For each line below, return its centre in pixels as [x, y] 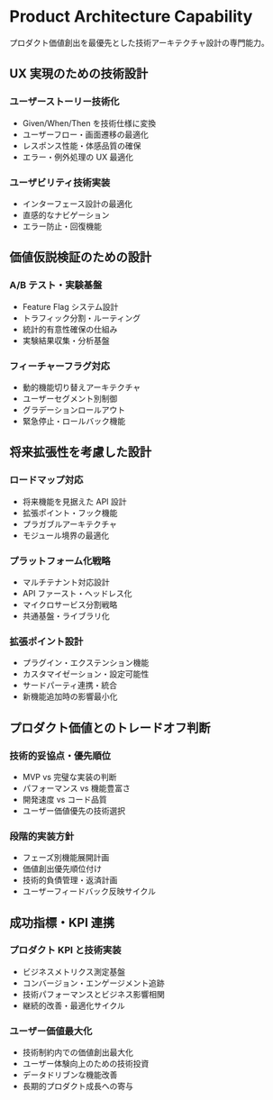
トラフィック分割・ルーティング [82, 318]
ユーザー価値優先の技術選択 [74, 810]
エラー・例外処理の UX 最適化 [77, 157]
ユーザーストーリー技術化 [64, 102]
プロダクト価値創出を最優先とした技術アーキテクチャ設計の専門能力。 [140, 42]
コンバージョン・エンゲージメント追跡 [93, 983]
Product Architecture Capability [131, 17]
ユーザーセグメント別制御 [70, 398]
